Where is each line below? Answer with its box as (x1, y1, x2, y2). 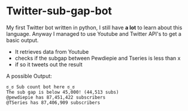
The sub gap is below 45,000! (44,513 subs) (6, 89, 119, 95)
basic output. (6, 36, 39, 44)
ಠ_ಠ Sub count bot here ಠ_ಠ (6, 84, 75, 90)
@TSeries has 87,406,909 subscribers (6, 100, 101, 106)
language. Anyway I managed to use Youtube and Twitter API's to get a (6, 30, 181, 37)
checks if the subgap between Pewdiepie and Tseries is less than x (14, 54, 181, 61)
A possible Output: (6, 72, 52, 79)
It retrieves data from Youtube (14, 48, 89, 55)
